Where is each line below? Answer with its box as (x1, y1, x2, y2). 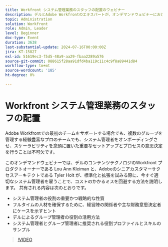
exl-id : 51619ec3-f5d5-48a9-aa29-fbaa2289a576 (5, 54, 104, 59)
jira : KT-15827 (5, 49, 37, 54)
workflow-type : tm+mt (5, 63, 50, 68)
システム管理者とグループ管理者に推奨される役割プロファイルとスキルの (12, 220, 161, 226)
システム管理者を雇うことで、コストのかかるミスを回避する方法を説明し (13, 178, 162, 184)
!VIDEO (17, 236, 32, 242)
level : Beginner (5, 31, 39, 36)
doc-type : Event (5, 36, 39, 41)
